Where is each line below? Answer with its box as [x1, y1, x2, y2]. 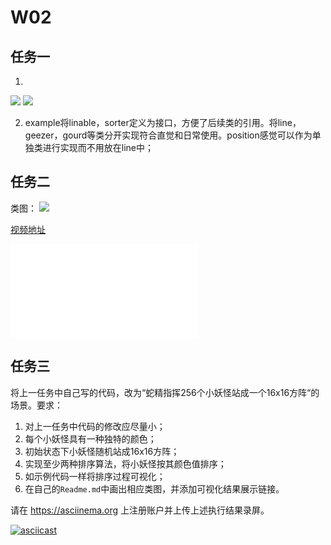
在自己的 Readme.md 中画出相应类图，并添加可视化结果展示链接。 [24, 482, 285, 495]
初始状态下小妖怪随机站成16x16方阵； [24, 445, 180, 457]
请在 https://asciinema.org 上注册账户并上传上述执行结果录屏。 [10, 504, 270, 516]
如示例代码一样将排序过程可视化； [24, 470, 166, 482]
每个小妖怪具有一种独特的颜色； [24, 432, 157, 445]
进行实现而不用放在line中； [42, 142, 155, 153]
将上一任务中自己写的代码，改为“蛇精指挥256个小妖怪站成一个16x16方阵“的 [10, 386, 320, 398]
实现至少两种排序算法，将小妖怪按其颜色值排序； [24, 457, 227, 470]
